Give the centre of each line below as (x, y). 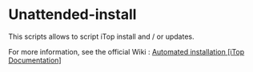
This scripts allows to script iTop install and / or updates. (101, 36)
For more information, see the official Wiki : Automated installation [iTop (127, 51)
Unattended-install (72, 15)
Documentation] (35, 60)
